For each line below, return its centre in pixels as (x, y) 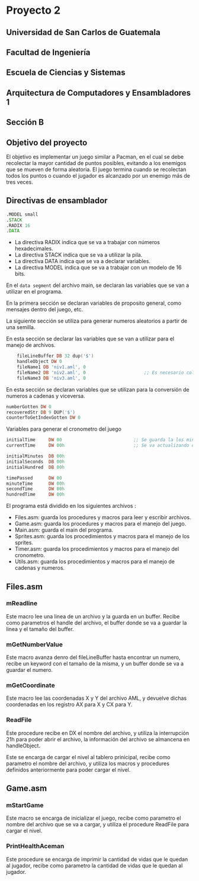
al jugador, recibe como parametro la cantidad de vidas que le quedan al (94, 866)
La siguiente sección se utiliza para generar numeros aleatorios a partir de (97, 321)
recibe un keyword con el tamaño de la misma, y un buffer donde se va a (95, 664)
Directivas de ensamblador (57, 200)
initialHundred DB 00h (36, 467)
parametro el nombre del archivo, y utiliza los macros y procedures (88, 763)
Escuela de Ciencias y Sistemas (66, 73)
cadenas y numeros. (40, 568)
